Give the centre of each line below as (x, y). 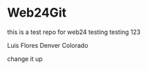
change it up (25, 59)
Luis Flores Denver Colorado (48, 45)
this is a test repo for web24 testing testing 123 (74, 32)
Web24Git (37, 13)
